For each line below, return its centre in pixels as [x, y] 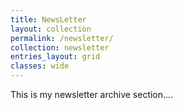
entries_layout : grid [55, 57]
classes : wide [40, 66]
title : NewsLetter [48, 19]
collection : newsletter [60, 47]
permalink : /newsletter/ [62, 38]
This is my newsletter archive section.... [92, 94]
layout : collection [51, 29]
